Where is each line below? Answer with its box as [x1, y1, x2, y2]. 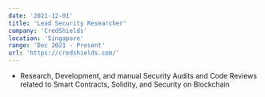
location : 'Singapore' [8, 34, 84, 42]
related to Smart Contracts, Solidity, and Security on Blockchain [19, 79, 231, 89]
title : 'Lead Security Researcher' [8, 19, 127, 27]
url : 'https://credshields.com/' [8, 49, 120, 57]
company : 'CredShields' [8, 26, 88, 34]
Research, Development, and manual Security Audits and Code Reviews [19, 71, 258, 80]
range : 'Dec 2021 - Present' [8, 42, 106, 50]
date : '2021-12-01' [8, 11, 74, 20]
